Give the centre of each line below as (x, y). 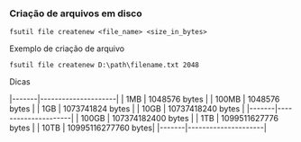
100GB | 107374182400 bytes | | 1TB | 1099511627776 (180, 119)
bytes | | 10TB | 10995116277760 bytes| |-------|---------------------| (138, 128)
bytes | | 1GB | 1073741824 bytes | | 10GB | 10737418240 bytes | (127, 109)
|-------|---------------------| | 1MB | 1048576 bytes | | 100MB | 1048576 (145, 99)
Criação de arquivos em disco (76, 13)
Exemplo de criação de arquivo (67, 49)
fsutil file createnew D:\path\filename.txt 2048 (105, 66)
